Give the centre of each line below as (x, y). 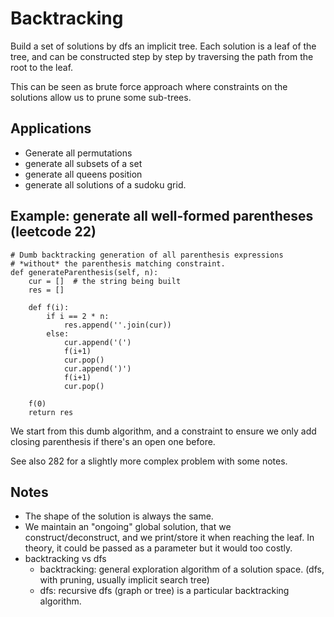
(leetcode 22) (53, 232)
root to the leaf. (42, 67)
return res (51, 412)
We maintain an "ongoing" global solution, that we (128, 527)
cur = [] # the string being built (105, 281)
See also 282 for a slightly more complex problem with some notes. (149, 461)
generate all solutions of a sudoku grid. (105, 184)
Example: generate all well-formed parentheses (162, 216)
